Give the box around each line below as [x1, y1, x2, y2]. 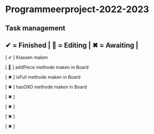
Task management [5, 24, 66, 32]
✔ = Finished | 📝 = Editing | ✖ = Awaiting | [5, 41, 139, 49]
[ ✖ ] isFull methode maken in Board [5, 74, 81, 80]
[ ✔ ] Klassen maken [5, 54, 48, 60]
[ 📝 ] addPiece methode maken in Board [5, 64, 89, 71]
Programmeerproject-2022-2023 [5, 4, 149, 15]
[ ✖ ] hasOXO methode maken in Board [5, 84, 87, 90]
